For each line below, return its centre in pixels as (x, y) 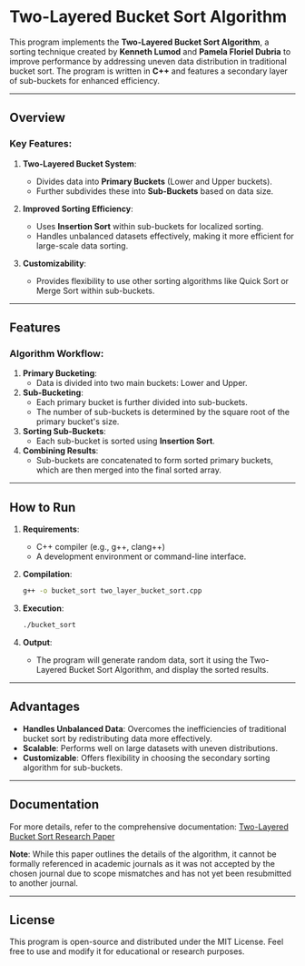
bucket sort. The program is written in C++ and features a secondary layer (149, 71)
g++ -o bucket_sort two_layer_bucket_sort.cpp (112, 591)
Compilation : (47, 575)
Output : (37, 642)
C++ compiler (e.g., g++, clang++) (101, 547)
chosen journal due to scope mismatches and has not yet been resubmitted (151, 873)
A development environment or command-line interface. (141, 556)
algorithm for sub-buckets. (73, 768)
